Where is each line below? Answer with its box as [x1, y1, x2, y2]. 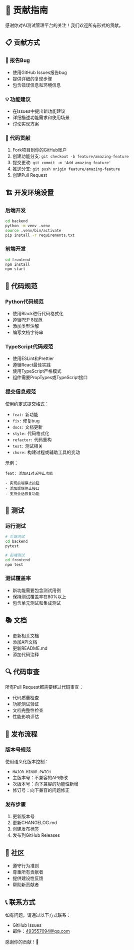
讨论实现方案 [12, 120, 39, 126]
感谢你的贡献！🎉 [5, 939, 39, 945]
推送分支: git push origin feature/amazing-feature [12, 166, 120, 172]
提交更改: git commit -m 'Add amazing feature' [12, 160, 111, 166]
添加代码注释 [12, 651, 39, 657]
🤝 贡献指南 [5, 5, 48, 16]
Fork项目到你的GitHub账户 [12, 147, 67, 153]
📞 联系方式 [5, 898, 36, 906]
